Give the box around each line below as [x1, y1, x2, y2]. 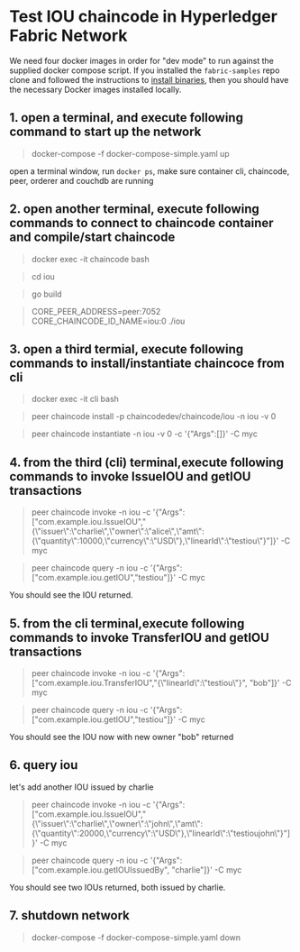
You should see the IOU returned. [9, 590, 133, 600]
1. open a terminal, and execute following [9, 110, 243, 125]
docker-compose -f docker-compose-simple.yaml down [31, 931, 241, 943]
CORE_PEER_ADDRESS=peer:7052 [31, 306, 161, 316]
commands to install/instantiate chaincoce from [9, 355, 286, 371]
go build [31, 288, 62, 299]
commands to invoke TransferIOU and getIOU [9, 629, 270, 645]
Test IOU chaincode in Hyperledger [9, 6, 277, 27]
